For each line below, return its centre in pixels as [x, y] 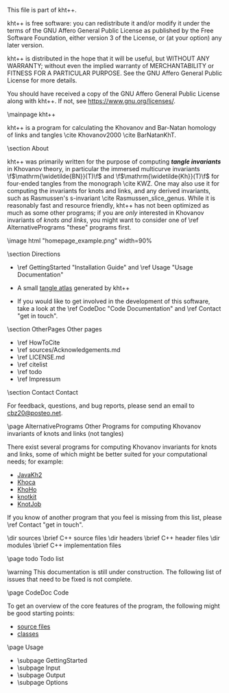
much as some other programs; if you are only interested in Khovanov [106, 213]
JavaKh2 [29, 475]
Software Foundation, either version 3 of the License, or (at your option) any [114, 38]
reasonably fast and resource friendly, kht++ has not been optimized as [108, 205]
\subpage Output [41, 675]
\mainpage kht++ [32, 114]
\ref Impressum [39, 379]
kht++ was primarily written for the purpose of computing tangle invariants [114, 162]
